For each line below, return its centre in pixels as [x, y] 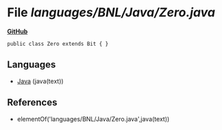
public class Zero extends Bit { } [58, 44]
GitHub [17, 31]
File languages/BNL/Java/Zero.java [111, 13]
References [32, 102]
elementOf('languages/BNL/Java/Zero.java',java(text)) [93, 119]
